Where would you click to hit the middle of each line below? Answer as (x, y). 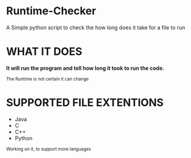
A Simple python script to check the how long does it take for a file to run (96, 27)
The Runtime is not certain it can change (48, 79)
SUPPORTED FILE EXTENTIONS (85, 103)
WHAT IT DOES (44, 52)
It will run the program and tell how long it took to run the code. (85, 68)
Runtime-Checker (51, 11)
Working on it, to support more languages (48, 149)
